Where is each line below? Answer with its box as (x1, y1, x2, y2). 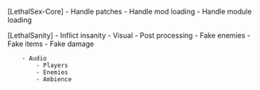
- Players (36, 61, 68, 69)
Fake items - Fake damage (7, 39, 95, 49)
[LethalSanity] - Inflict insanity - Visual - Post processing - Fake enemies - (7, 31, 251, 40)
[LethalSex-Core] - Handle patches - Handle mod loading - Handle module (7, 7, 252, 16)
